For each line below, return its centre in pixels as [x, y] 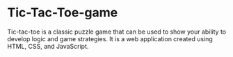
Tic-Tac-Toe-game [63, 13]
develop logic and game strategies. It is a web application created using [110, 38]
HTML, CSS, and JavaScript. [48, 46]
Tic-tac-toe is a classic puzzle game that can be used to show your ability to [117, 32]
